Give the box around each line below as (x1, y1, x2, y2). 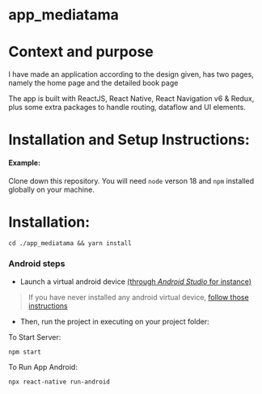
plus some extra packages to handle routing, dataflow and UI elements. (8, 103, 247, 112)
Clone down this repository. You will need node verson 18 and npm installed (8, 176, 255, 185)
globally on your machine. (8, 184, 95, 194)
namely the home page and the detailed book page (8, 78, 179, 88)
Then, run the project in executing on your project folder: (19, 316, 210, 326)
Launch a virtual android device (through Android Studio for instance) (19, 277, 252, 286)
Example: (8, 158, 41, 167)
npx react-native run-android (8, 378, 111, 386)
